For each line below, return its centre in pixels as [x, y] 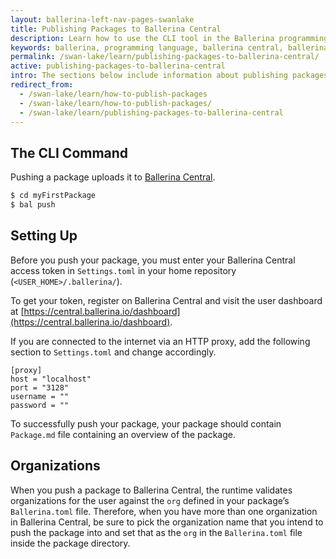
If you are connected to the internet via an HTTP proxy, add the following [160, 341]
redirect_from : [42, 85]
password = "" [40, 405]
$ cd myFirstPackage [53, 196]
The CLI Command [69, 152]
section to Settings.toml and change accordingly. [113, 352]
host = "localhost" [51, 379]
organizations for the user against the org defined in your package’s [150, 500]
